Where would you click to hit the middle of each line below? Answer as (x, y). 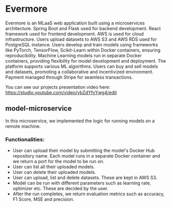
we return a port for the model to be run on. (58, 162)
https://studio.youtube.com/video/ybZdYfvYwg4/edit (61, 92)
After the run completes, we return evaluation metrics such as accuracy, (89, 194)
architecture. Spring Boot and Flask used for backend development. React (83, 28)
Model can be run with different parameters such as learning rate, (82, 183)
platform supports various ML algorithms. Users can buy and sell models (82, 66)
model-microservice (39, 108)
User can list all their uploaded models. (54, 167)
